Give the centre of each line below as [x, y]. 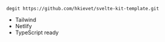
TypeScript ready [37, 32]
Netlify [23, 26]
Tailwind [26, 20]
